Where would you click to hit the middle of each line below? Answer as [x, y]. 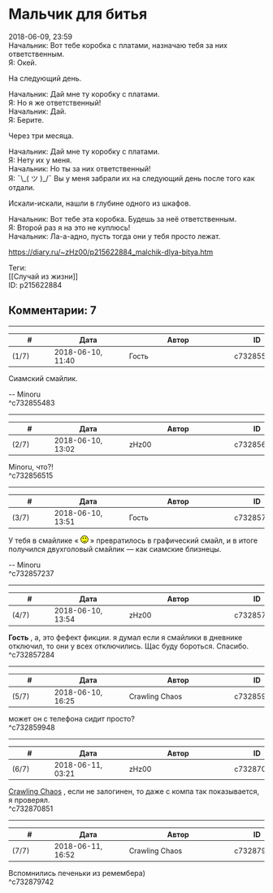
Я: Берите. [26, 119]
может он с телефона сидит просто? [72, 719]
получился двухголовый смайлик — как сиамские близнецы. [115, 548]
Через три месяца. [41, 136]
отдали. [22, 187]
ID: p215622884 [35, 284]
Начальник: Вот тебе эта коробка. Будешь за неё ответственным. [123, 219]
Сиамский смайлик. [43, 378]
